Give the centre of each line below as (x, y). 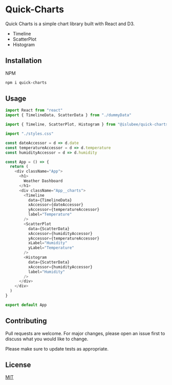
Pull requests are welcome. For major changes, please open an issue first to (85, 333)
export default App (26, 305)
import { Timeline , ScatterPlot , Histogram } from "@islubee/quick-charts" (88, 124)
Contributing (26, 321)
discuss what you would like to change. (47, 339)
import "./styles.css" (29, 134)
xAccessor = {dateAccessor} (56, 205)
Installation (24, 61)
